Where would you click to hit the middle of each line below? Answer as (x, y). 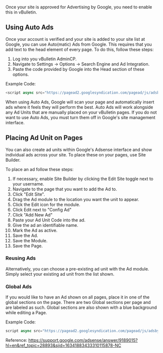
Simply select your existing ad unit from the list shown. (60, 274)
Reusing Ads (21, 258)
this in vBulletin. (21, 12)
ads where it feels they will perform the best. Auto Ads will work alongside (79, 107)
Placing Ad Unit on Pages (44, 138)
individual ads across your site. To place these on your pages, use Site (76, 154)
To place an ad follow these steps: (40, 169)
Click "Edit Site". (29, 194)
